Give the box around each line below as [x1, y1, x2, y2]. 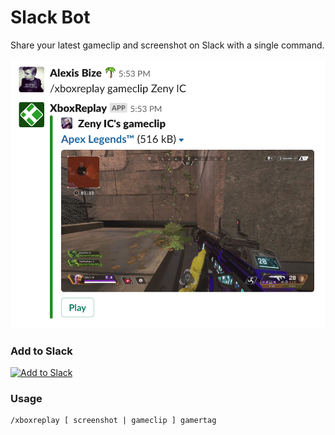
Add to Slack [10, 344, 73, 358]
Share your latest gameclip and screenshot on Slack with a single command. [10, 39, 325, 51]
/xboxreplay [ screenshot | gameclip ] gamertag [10, 416, 217, 426]
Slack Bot [10, 6, 91, 29]
